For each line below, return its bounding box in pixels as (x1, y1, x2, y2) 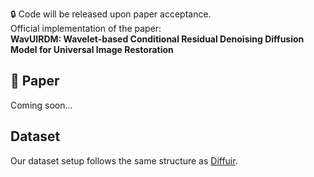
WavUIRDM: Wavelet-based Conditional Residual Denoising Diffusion (10, 33, 305, 45)
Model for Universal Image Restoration (10, 44, 174, 55)
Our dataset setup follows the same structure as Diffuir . (10, 154, 238, 167)
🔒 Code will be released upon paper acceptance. (10, 8, 212, 20)
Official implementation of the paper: (10, 23, 162, 34)
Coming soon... (10, 99, 73, 111)
